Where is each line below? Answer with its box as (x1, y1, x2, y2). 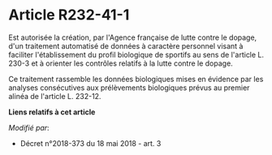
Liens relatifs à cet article (8, 107, 96, 117)
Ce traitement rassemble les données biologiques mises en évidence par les (8, 74, 264, 84)
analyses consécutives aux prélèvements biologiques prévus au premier (8, 83, 250, 93)
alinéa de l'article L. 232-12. (8, 91, 101, 101)
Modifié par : (8, 123, 50, 132)
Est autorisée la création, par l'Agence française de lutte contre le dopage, (8, 32, 257, 42)
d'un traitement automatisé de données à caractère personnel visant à (8, 41, 244, 50)
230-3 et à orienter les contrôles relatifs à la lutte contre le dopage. (8, 58, 233, 68)
